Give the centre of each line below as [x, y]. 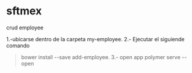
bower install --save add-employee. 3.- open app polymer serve [101, 57]
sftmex [24, 11]
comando [18, 45]
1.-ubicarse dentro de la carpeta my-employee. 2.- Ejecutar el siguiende [95, 39]
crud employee [25, 28]
